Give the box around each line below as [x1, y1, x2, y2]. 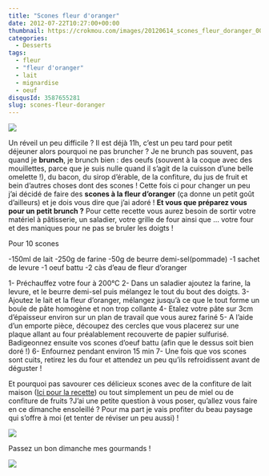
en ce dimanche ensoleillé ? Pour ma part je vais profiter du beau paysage [8, 405, 253, 414]
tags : [8, 49, 26, 57]
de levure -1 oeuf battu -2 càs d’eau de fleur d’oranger [8, 263, 187, 272]
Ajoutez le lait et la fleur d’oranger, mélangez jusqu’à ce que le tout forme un [8, 296, 260, 305]
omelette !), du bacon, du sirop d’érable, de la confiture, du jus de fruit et [8, 172, 248, 182]
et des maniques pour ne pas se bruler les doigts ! [8, 224, 174, 233]
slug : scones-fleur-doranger [8, 101, 106, 109]
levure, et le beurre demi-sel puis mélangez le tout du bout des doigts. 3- [8, 287, 250, 296]
